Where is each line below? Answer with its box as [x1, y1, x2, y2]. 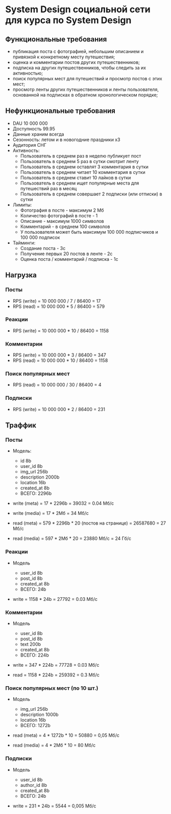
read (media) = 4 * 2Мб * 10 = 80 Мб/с [12, 742, 96, 749]
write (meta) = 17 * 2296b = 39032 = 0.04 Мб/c [12, 500, 114, 507]
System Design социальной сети [5, 4, 151, 15]
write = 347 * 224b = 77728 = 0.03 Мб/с [12, 662, 100, 668]
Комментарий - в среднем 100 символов [20, 223, 110, 230]
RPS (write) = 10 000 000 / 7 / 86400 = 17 [12, 298, 101, 304]
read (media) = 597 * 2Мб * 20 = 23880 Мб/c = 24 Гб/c [12, 535, 132, 541]
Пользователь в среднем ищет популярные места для [20, 180, 139, 186]
